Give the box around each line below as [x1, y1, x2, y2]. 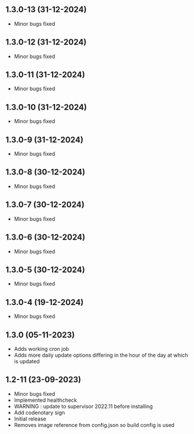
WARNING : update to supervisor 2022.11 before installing [13, 402, 153, 409]
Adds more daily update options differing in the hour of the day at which [13, 351, 188, 358]
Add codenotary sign [13, 409, 65, 416]
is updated [13, 357, 40, 365]
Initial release [13, 415, 46, 422]
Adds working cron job [13, 345, 69, 352]
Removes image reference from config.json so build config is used [13, 421, 175, 428]
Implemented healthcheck [13, 397, 77, 404]
